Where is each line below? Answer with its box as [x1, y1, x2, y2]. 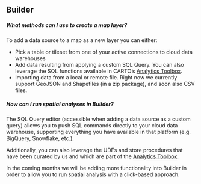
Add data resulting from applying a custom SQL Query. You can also [14, 61, 185, 69]
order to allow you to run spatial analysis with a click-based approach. [6, 171, 180, 178]
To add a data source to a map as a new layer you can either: [6, 37, 158, 44]
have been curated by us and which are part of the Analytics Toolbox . [6, 153, 179, 160]
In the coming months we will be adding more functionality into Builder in [6, 165, 187, 172]
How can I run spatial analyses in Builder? [6, 100, 114, 108]
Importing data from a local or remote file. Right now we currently [14, 74, 178, 81]
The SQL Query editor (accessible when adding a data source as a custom [6, 115, 191, 123]
